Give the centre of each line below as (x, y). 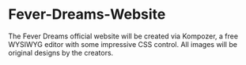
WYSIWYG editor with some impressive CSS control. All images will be (123, 44)
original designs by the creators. (61, 52)
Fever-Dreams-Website (87, 14)
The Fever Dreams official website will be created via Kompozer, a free (123, 36)
